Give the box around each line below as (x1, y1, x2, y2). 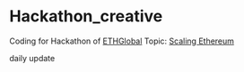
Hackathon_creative (9, 6, 163, 27)
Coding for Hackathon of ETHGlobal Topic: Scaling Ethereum (9, 36, 235, 46)
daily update (9, 52, 56, 63)
